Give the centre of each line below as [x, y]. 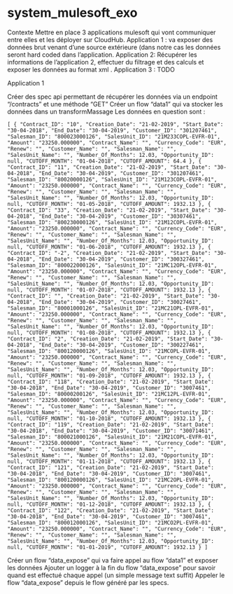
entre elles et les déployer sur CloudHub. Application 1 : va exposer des [110, 39]
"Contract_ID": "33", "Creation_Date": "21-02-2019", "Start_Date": [109, 210]
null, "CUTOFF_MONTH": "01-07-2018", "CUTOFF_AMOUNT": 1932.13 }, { [109, 290]
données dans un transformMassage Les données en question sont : [106, 111]
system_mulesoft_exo [72, 13]
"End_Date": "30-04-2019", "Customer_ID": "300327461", [121, 259]
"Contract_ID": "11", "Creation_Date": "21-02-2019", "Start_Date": [109, 167]
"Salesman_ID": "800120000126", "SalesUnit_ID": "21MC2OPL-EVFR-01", [111, 480]
